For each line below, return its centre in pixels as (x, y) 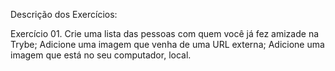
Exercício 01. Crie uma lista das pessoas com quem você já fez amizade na (165, 33)
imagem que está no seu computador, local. (101, 55)
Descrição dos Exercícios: (64, 14)
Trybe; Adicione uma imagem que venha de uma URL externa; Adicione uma (167, 44)
